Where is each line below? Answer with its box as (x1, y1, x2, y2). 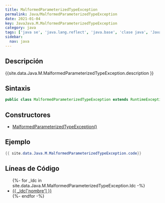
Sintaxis (5, 84, 31, 92)
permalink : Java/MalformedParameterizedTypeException (5, 12, 118, 17)
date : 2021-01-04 (5, 16, 41, 21)
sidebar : (5, 35, 23, 40)
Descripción (5, 57, 43, 66)
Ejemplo (5, 138, 30, 146)
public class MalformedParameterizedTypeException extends (5, 97, 129, 102)
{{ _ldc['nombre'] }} (12, 188, 52, 194)
